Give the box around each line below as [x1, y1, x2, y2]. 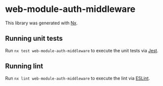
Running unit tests [5, 34, 63, 43]
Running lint [5, 62, 44, 71]
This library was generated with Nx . [5, 20, 78, 26]
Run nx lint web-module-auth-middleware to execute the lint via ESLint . [5, 75, 150, 81]
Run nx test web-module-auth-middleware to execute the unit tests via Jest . [5, 47, 159, 53]
